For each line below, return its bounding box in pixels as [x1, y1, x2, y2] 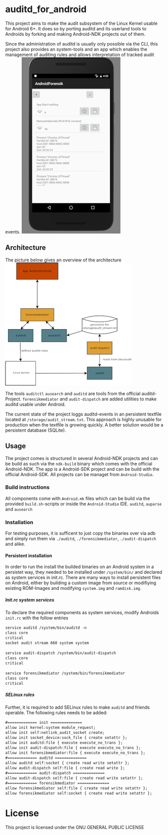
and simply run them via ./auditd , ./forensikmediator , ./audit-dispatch [5, 536, 156, 542]
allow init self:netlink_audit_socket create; [5, 730, 105, 735]
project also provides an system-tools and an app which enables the [5, 46, 147, 52]
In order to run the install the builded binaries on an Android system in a [5, 564, 154, 570]
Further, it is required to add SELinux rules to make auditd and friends [5, 704, 150, 711]
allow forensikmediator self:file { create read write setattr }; [5, 786, 148, 791]
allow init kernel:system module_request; [5, 725, 96, 730]
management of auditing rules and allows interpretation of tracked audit [5, 52, 154, 58]
